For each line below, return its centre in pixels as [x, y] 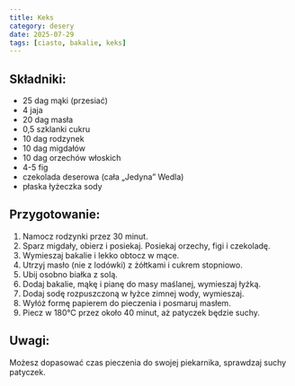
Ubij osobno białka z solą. [70, 274]
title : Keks [31, 18]
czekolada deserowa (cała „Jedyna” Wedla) [103, 177]
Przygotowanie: [55, 215]
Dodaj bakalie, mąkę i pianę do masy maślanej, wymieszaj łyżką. [142, 284]
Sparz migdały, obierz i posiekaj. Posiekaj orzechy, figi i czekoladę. [147, 246]
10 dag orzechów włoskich [72, 158]
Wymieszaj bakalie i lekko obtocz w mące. [101, 255]
